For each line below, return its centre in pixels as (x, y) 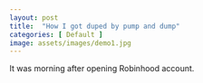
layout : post (34, 18)
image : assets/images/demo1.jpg (70, 43)
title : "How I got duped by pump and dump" (95, 26)
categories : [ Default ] (56, 34)
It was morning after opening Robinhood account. (102, 69)
